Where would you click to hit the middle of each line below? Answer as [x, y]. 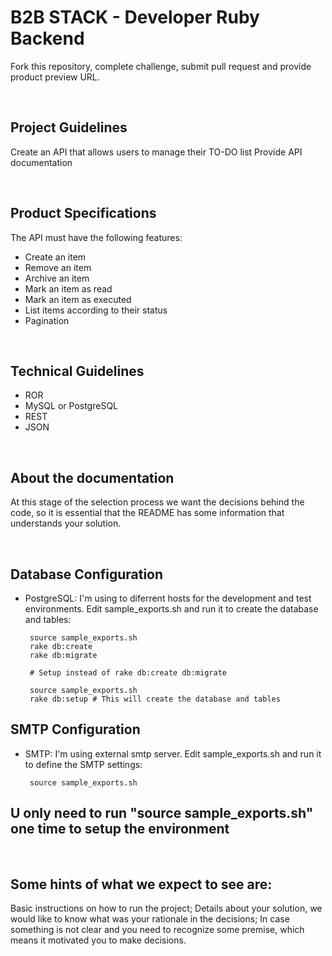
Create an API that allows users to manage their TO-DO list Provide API [156, 152]
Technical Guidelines [77, 371]
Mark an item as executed [78, 299]
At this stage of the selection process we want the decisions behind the [157, 502]
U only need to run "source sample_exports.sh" [162, 813]
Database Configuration [87, 574]
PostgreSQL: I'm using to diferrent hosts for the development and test [168, 598]
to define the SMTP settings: [83, 764]
